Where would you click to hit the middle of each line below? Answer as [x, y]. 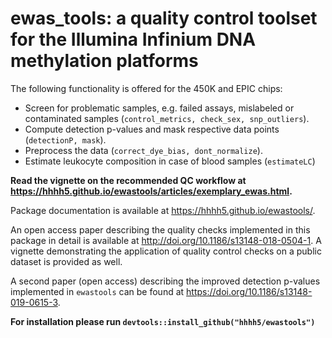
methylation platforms [104, 61]
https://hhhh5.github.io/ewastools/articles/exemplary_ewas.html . [151, 191]
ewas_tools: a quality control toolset [164, 18]
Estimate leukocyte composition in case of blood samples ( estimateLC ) [170, 161]
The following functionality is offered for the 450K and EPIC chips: [146, 88]
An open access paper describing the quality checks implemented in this [160, 229]
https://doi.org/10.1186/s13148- [249, 291]
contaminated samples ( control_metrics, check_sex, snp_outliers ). [167, 118]
